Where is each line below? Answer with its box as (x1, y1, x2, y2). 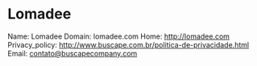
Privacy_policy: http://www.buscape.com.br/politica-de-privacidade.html (7, 39, 250, 49)
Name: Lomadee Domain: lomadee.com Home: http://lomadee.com (7, 31, 230, 41)
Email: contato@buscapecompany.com (7, 48, 138, 58)
